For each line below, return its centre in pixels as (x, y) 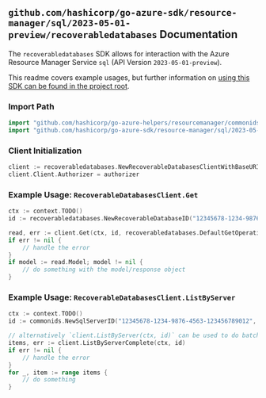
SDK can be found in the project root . (69, 86)
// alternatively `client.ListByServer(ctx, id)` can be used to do (123, 336)
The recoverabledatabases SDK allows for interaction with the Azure (119, 54)
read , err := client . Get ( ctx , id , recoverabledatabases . (104, 233)
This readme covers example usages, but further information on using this (129, 77)
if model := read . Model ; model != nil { (76, 262)
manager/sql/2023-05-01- (70, 23)
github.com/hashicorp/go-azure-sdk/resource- (123, 13)
